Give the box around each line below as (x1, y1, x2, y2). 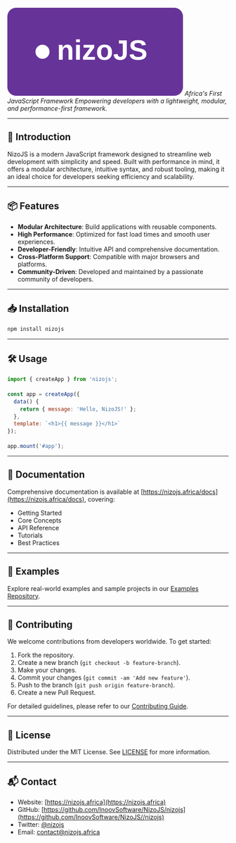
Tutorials (17, 531, 44, 539)
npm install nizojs (7, 325, 65, 333)
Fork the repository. (17, 651, 75, 659)
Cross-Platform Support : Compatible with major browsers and (17, 252, 200, 261)
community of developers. (17, 275, 94, 283)
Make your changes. (17, 666, 77, 675)
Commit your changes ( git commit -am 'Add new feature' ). (17, 673, 191, 682)
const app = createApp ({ (7, 390, 80, 398)
